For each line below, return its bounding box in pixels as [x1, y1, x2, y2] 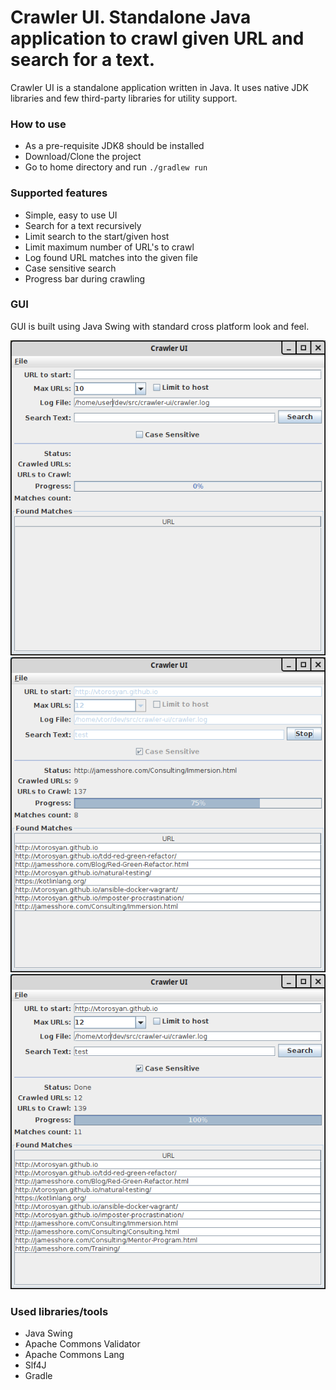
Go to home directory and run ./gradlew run [24, 161, 208, 173]
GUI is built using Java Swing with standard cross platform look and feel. [10, 320, 310, 332]
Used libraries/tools [10, 1304, 109, 1318]
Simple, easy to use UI [24, 209, 118, 221]
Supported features [10, 186, 108, 200]
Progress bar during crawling [24, 272, 146, 285]
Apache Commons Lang [24, 1349, 125, 1361]
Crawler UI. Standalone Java [10, 6, 252, 29]
